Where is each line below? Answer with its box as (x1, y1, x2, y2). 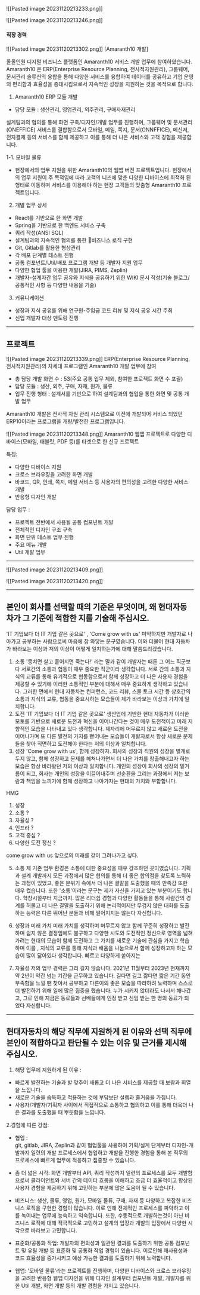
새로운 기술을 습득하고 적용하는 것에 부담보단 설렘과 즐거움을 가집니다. (14, 1094, 177, 1101)
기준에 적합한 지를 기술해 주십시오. (31, 613, 150, 623)
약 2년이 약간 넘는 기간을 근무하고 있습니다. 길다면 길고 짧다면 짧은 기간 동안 (14, 972, 191, 979)
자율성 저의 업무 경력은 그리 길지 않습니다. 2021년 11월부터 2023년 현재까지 (14, 965, 190, 972)
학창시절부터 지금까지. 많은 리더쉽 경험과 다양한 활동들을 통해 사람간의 (23, 894, 185, 901)
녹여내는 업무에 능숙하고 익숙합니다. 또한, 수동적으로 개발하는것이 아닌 (21, 1211, 183, 1219)
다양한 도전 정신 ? (14, 839, 56, 846)
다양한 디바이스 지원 (14, 463, 61, 471)
